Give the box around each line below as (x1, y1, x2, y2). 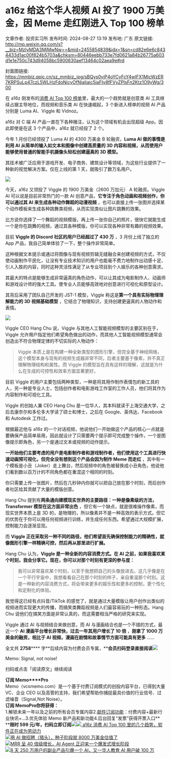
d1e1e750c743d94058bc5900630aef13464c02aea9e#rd (5, 57, 125, 63)
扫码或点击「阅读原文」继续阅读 (5, 665, 72, 672)
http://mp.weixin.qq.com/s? (5, 41, 63, 47)
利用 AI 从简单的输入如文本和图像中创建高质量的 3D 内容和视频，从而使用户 (5, 142, 163, 148)
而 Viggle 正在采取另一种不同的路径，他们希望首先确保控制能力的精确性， (5, 533, 160, 539)
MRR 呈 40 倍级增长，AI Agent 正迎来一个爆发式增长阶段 (10, 741, 129, 747)
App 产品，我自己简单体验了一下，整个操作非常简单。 (5, 240, 118, 246)
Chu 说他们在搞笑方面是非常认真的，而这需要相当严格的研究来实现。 (5, 610, 149, 616)
